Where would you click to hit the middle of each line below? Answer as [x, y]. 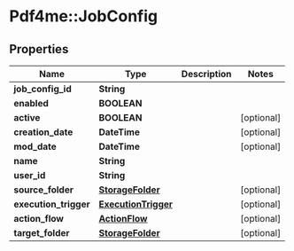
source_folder [43, 190]
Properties [39, 49]
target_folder [42, 233]
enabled [31, 103]
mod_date [35, 146]
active [27, 118]
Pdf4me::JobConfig [83, 16]
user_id [30, 175]
